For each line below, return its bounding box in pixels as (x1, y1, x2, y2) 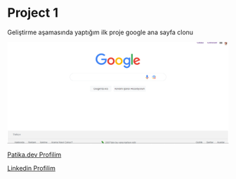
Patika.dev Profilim (7, 150, 62, 159)
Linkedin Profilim (7, 164, 56, 172)
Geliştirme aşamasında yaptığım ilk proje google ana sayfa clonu (7, 28, 194, 36)
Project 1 (7, 5, 58, 21)
